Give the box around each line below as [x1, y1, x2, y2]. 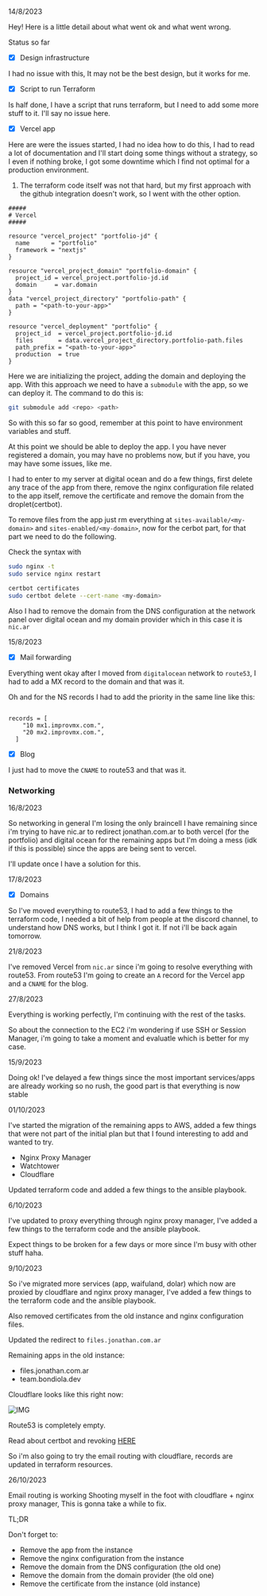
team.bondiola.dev [19, 1374, 81, 1384]
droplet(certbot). [8, 500, 63, 509]
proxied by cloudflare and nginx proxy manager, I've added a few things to [8, 1288, 252, 1297]
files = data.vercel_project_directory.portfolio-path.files [15, 337, 244, 345]
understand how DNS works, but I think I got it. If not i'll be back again [8, 923, 238, 932]
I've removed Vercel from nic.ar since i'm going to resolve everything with [8, 962, 253, 972]
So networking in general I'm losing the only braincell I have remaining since [8, 818, 258, 827]
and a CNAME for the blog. [8, 979, 89, 989]
